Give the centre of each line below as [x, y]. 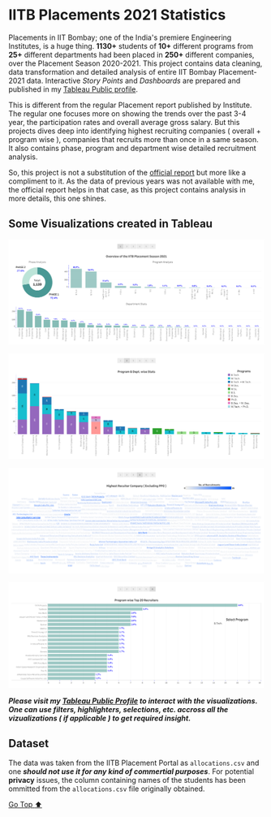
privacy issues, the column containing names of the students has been [127, 780]
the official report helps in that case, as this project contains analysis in [127, 189]
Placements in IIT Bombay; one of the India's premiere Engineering [120, 37]
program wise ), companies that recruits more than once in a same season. [134, 139]
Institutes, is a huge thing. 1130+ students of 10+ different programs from [131, 45]
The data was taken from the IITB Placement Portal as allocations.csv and [134, 763]
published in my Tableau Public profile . [73, 89]
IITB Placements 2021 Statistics [117, 15]
